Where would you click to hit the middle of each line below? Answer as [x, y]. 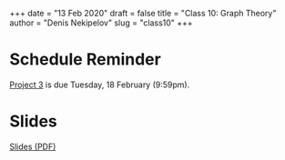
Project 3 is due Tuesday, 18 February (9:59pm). [100, 85]
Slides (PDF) [33, 146]
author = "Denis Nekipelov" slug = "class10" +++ [101, 23]
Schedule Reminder [85, 60]
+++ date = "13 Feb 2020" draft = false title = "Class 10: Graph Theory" [143, 13]
